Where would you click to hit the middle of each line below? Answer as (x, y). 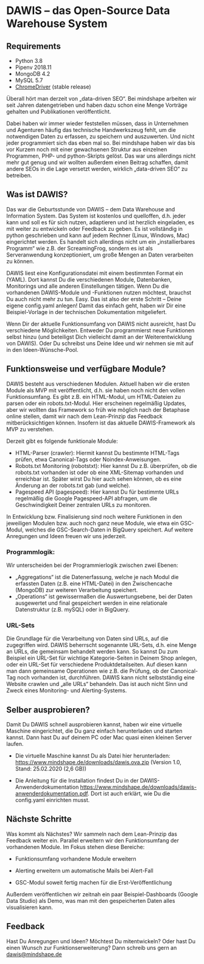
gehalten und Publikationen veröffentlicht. (59, 111)
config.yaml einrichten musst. (52, 800)
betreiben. (19, 175)
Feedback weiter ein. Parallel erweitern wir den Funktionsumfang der (93, 840)
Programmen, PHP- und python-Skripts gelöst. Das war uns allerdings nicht (101, 156)
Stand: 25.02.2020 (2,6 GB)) (51, 769)
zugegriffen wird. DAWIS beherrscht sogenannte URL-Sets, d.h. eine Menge (101, 645)
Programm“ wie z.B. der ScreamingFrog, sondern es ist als (80, 248)
